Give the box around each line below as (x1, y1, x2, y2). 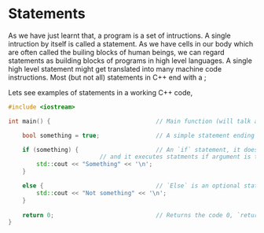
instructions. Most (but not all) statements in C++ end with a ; (8, 72, 207, 82)
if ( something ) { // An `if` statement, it (22, 146, 241, 153)
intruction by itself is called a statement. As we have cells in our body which (8, 39, 254, 48)
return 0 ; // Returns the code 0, (22, 211, 234, 219)
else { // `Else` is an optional (22, 182, 241, 190)
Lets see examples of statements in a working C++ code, (8, 87, 193, 97)
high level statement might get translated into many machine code (8, 64, 222, 73)
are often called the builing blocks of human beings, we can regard (8, 47, 225, 57)
